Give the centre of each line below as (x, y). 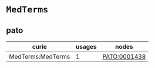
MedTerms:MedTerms (40, 57)
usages (86, 47)
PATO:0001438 (124, 57)
